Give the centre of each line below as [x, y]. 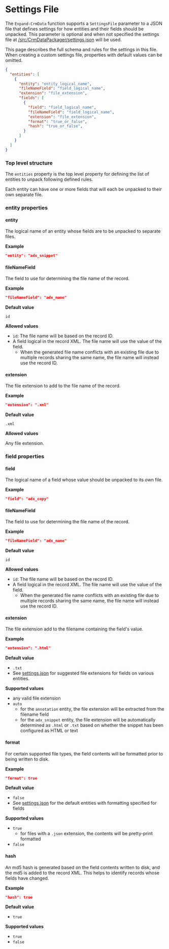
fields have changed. [27, 878]
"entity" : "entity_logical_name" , [55, 84]
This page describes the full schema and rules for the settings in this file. [81, 49]
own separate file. [24, 195]
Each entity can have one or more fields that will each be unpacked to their [84, 189]
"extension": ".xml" [27, 405]
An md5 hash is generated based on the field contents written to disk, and [83, 867]
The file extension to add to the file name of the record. [63, 386]
